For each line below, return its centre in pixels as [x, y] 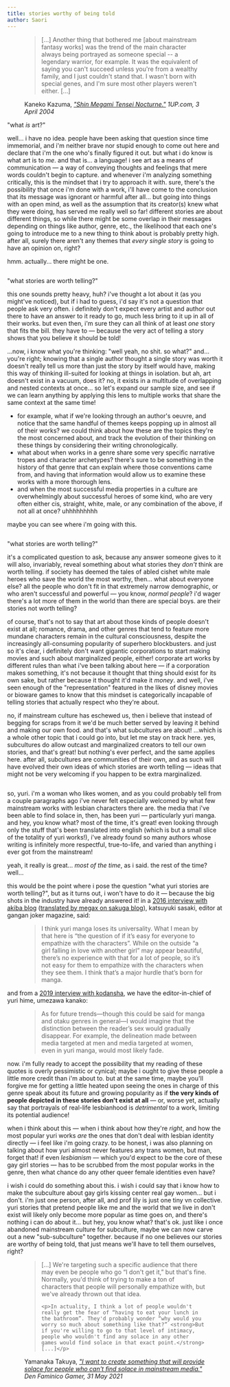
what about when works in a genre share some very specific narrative [116, 452]
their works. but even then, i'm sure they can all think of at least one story [111, 323]
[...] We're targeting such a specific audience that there [119, 1264]
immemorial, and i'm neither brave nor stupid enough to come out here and [113, 145]
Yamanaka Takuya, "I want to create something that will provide [114, 1362]
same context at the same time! [51, 402]
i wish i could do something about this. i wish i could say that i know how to [113, 1185]
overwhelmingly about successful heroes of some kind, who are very [115, 496]
